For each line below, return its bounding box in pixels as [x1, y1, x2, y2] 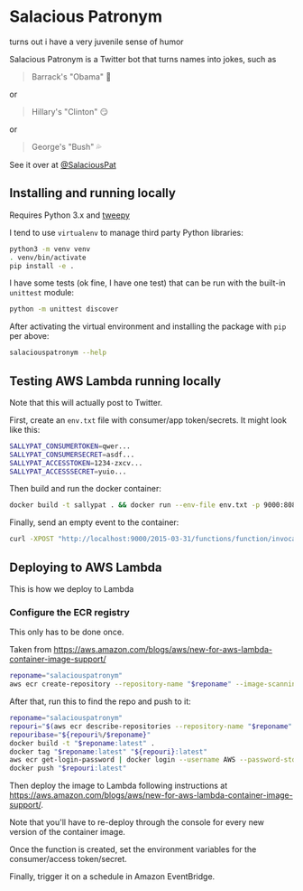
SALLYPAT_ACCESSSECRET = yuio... [9, 467, 127, 476]
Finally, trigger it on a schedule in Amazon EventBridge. [9, 871, 216, 882]
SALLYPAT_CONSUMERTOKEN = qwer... [9, 441, 131, 451]
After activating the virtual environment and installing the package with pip [9, 321, 287, 332]
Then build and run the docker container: [9, 483, 162, 494]
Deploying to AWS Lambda [9, 559, 162, 575]
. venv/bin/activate [9, 253, 87, 262]
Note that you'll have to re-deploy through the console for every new [9, 817, 264, 828]
